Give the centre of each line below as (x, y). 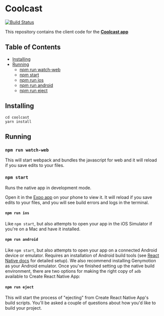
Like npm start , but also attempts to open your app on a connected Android (81, 250)
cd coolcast (17, 117)
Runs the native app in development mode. (48, 188)
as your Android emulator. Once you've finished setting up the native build (80, 266)
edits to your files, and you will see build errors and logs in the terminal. (77, 202)
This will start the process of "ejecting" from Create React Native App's (77, 298)
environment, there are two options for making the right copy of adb (73, 271)
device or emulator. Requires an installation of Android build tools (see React (82, 255)
